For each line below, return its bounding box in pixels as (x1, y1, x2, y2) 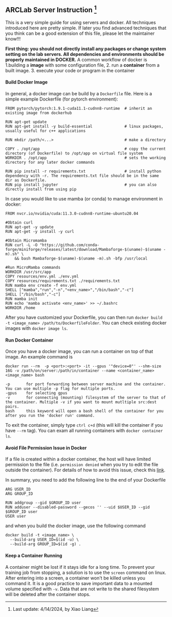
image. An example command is (5, 354, 73, 360)
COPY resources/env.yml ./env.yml (5, 274, 79, 279)
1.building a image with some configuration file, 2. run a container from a (5, 62, 160, 68)
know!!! (5, 35, 21, 42)
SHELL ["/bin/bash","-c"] (5, 292, 60, 297)
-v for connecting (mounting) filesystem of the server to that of (5, 395, 166, 401)
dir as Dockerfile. (5, 178, 47, 183)
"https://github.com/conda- (39, 243, 100, 248)
